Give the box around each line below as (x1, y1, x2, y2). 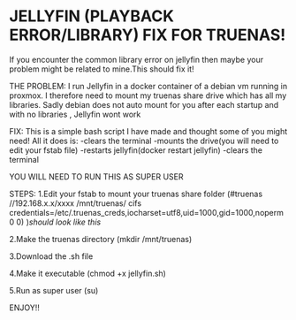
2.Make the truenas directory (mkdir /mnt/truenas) (9, 233, 193, 244)
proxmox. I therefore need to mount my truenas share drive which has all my (9, 90, 287, 101)
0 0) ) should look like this (9, 217, 102, 227)
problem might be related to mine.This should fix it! (9, 64, 194, 74)
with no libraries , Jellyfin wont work (9, 109, 141, 119)
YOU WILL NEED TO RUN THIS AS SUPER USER (9, 171, 184, 182)
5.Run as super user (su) (9, 285, 99, 295)
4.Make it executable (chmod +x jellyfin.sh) (9, 268, 166, 278)
